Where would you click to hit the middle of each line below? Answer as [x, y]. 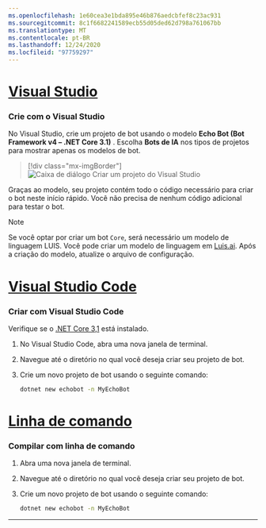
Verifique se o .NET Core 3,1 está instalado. [78, 328]
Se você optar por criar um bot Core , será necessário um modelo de [119, 237]
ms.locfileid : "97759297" [51, 52]
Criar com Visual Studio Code [66, 311]
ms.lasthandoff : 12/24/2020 [55, 45]
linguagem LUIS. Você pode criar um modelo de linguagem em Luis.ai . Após [132, 246]
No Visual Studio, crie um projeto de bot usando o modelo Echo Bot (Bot [126, 134]
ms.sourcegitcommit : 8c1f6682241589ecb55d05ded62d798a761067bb [115, 23]
